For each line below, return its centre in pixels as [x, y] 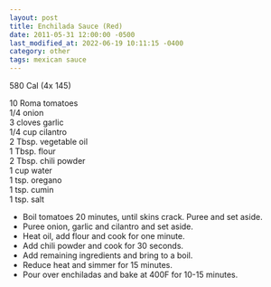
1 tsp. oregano [36, 180]
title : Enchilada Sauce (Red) [66, 26]
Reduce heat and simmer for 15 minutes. [98, 265]
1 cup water [31, 170]
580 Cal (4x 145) [41, 86]
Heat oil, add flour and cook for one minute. [103, 236]
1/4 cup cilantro [38, 132]
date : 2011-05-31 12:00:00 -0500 [72, 34]
